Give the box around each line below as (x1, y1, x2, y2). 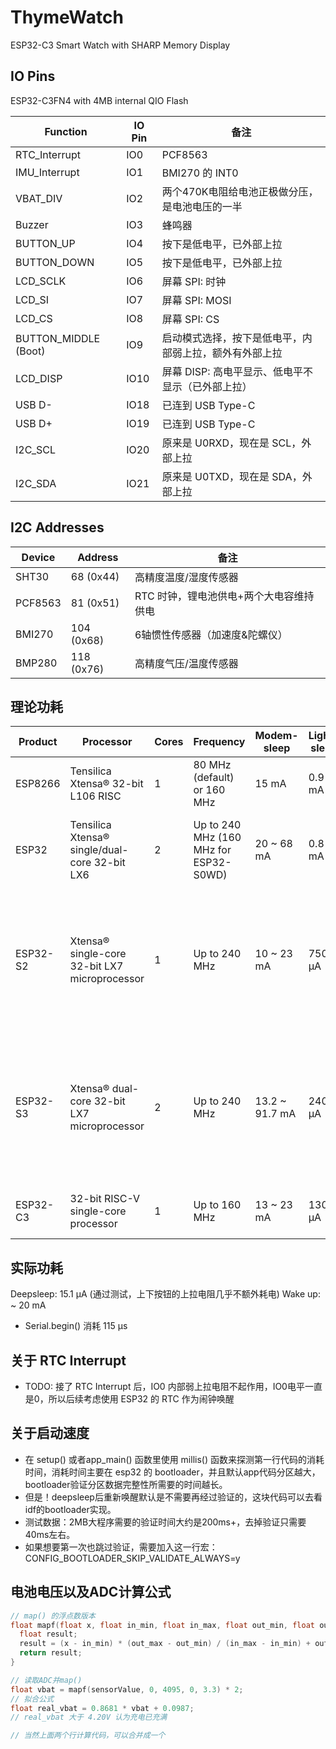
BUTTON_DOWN (15, 255, 95, 269)
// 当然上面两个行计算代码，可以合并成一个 (10, 1731, 166, 1741)
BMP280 (15, 656, 58, 670)
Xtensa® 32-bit (69, 777, 144, 791)
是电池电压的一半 (161, 199, 243, 213)
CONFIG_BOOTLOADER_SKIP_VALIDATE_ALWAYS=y (24, 1552, 241, 1564)
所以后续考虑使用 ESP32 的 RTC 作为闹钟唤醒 (48, 1393, 235, 1405)
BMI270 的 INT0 (161, 166, 239, 180)
